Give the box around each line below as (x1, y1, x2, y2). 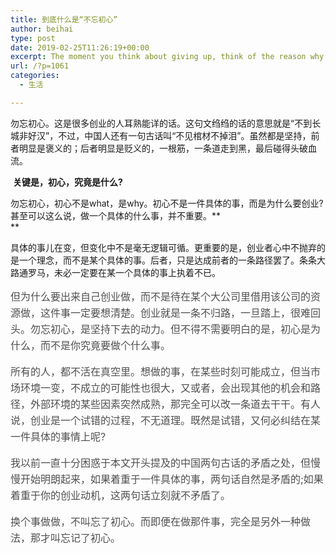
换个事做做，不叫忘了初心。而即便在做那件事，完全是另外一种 (10, 514, 302, 528)
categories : (10, 71, 60, 81)
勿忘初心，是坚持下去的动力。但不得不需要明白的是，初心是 (30, 322, 312, 336)
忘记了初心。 (60, 531, 122, 545)
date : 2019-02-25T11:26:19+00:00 (10, 42, 150, 53)
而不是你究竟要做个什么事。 (40, 338, 172, 352)
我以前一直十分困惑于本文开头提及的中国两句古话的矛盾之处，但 (10, 456, 312, 470)
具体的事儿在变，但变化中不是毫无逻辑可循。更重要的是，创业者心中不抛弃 (10, 241, 317, 253)
